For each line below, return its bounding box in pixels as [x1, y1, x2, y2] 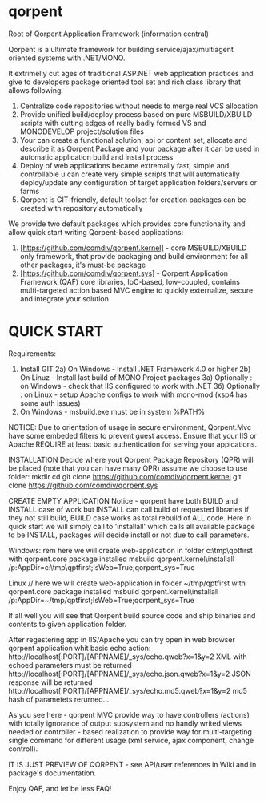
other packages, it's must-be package [19, 260, 146, 269]
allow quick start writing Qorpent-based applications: [8, 227, 184, 237]
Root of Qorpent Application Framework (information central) [8, 29, 210, 38]
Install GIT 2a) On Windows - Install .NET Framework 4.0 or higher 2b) [19, 364, 251, 374]
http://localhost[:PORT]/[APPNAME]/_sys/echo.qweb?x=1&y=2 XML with [8, 652, 248, 661]
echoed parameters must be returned [8, 660, 132, 670]
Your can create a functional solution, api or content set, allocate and [19, 135, 248, 144]
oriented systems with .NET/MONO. [8, 53, 126, 63]
